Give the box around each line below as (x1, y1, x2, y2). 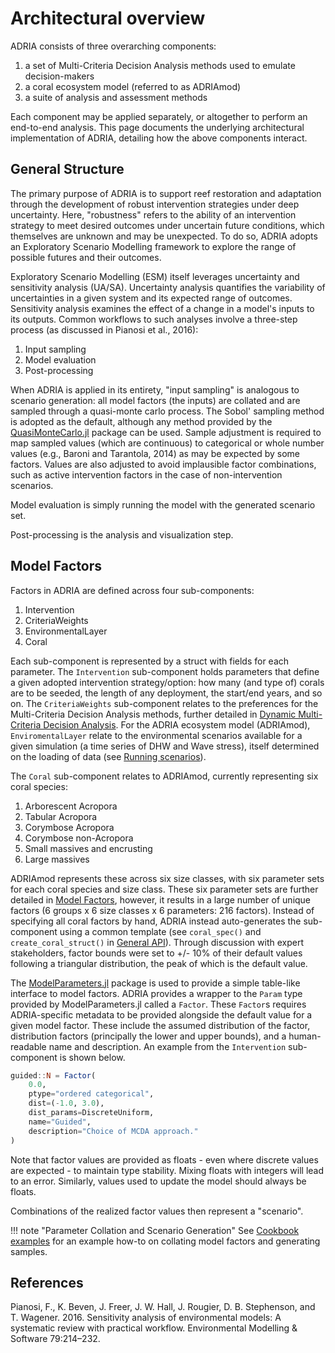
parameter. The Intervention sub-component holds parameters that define (10, 665, 320, 677)
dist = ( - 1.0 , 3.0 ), (28, 1098, 105, 1109)
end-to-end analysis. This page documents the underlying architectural (10, 121, 305, 133)
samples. (10, 1245, 48, 1257)
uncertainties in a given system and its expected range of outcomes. (10, 292, 293, 304)
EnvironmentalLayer (24, 625, 108, 637)
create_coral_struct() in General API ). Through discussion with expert (10, 936, 305, 948)
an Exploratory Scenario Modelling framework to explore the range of (10, 240, 297, 252)
